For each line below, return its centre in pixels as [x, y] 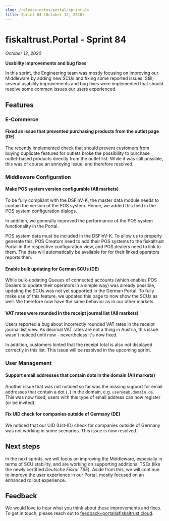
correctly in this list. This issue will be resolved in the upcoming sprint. [78, 350]
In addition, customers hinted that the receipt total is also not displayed [79, 345]
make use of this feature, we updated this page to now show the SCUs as [81, 296]
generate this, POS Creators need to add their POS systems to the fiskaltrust [84, 241]
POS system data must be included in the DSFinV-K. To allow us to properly [84, 236]
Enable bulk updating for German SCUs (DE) [52, 269]
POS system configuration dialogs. [41, 211]
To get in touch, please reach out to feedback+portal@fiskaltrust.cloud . [79, 513]
